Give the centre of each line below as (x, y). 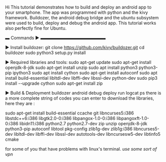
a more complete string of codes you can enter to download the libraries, (80, 98)
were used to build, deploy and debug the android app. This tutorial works (81, 23)
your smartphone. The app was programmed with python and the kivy (77, 12)
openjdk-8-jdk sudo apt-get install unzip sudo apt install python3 (71, 67)
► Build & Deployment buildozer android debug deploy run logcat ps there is (83, 93)
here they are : (20, 103)
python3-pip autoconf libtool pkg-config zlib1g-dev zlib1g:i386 (69, 129)
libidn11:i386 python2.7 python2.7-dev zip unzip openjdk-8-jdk (83, 124)
